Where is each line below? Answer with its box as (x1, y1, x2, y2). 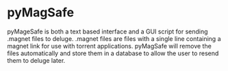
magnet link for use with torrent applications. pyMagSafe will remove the (7, 42, 212, 50)
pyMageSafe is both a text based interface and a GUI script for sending (7, 27, 208, 35)
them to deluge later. (7, 56, 66, 64)
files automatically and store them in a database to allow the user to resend (7, 49, 219, 57)
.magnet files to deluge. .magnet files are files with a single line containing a (7, 34, 221, 42)
